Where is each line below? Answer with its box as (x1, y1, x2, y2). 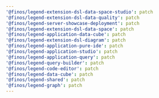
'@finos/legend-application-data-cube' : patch (5, 32, 126, 38)
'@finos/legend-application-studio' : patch (5, 49, 118, 55)
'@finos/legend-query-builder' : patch (5, 60, 104, 66)
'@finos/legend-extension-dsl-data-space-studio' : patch (5, 9, 154, 15)
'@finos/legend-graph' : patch (5, 83, 83, 89)
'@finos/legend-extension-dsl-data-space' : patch (5, 26, 135, 32)
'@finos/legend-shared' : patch (5, 77, 85, 83)
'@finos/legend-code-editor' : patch (5, 65, 99, 72)
